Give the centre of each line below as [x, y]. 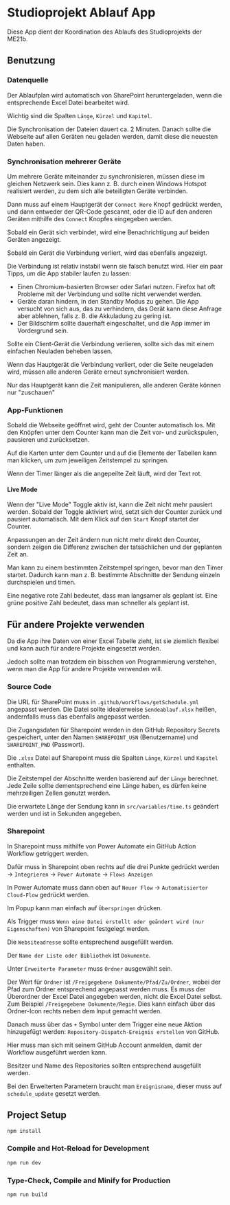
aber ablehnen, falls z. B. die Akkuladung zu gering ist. [94, 316]
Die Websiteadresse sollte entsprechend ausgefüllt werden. [90, 942]
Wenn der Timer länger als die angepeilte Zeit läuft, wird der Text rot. [105, 474]
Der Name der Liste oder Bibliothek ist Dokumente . [79, 955]
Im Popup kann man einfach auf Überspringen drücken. [85, 908]
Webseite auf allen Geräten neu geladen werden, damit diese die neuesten [113, 136]
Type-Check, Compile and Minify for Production [89, 1180]
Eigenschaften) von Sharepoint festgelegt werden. [78, 928]
